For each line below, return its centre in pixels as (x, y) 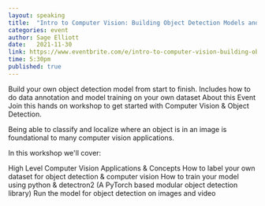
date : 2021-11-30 (40, 45)
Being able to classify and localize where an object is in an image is (118, 129)
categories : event (38, 30)
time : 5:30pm (30, 60)
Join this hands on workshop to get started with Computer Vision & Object (129, 105)
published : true (35, 67)
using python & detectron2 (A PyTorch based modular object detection (123, 185)
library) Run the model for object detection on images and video (112, 193)
